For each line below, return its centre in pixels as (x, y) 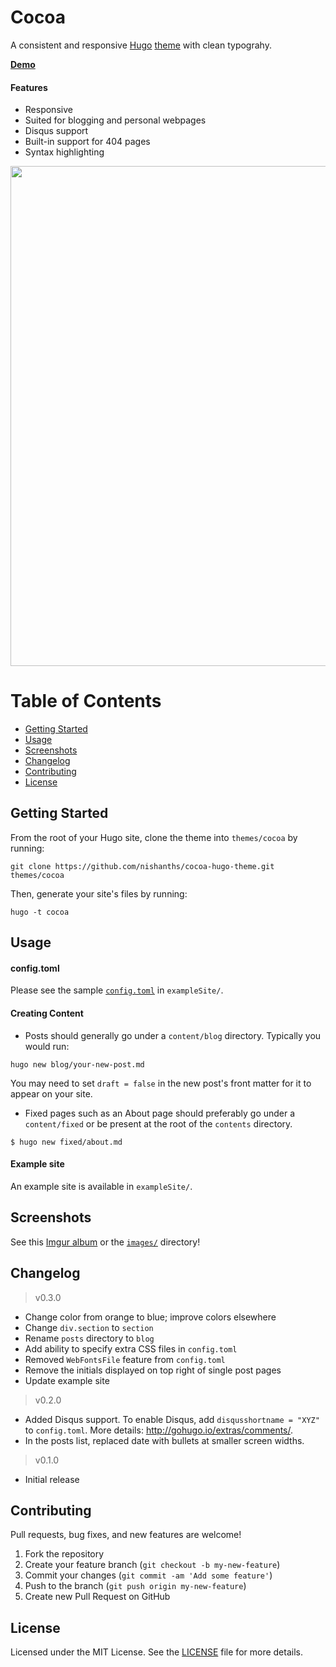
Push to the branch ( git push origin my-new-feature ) (135, 1586)
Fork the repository (64, 1554)
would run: (47, 1046)
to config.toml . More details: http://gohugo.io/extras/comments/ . (159, 1430)
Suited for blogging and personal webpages (115, 120)
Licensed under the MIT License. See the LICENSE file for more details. (156, 1652)
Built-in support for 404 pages (87, 142)
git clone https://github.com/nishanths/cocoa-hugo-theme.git (142, 866)
